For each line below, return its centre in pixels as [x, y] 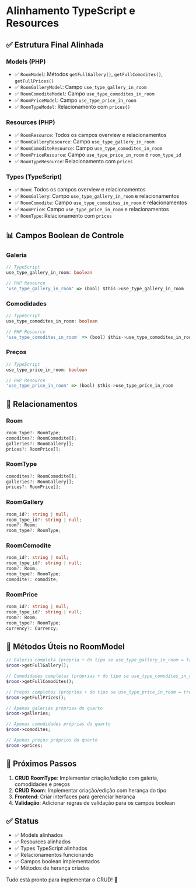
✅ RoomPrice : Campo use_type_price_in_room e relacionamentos [92, 210]
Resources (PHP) [31, 122]
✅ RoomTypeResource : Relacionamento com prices [73, 162]
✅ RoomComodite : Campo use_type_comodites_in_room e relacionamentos [101, 202]
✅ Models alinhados [38, 835]
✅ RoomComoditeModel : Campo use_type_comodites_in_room [84, 93]
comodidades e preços [42, 784]
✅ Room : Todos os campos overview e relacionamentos [80, 190]
